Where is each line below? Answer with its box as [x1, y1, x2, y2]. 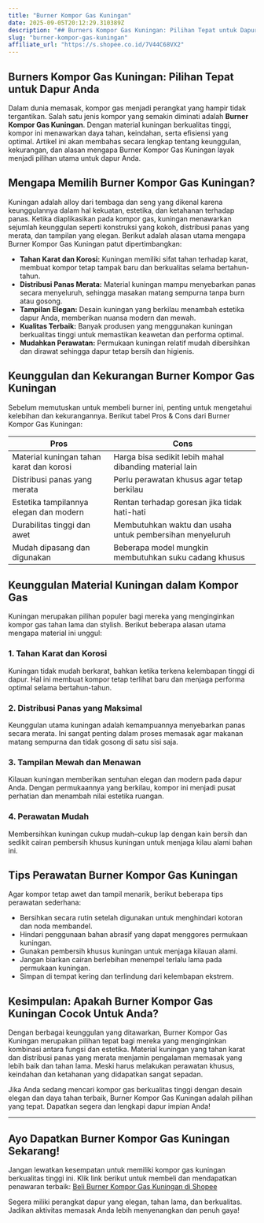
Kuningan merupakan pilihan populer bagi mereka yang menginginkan [8, 611, 235, 621]
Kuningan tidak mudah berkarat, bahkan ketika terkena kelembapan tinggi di [8, 666, 255, 675]
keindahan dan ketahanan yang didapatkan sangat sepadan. [8, 1069, 203, 1080]
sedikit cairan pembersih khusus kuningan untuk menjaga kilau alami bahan [8, 837, 253, 847]
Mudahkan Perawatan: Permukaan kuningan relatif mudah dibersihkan [19, 338, 250, 348]
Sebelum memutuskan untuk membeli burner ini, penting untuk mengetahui [8, 403, 252, 412]
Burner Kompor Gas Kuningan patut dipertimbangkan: [8, 239, 182, 248]
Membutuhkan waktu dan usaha [113, 519, 232, 530]
